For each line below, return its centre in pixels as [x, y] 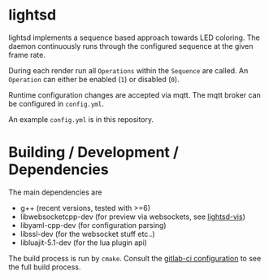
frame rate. [27, 55]
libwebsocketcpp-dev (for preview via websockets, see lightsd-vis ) [132, 217]
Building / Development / [93, 153]
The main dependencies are [55, 192]
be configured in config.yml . [56, 103]
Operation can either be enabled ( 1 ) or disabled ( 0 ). [94, 79]
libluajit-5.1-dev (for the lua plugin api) [84, 243]
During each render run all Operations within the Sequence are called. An [128, 70]
